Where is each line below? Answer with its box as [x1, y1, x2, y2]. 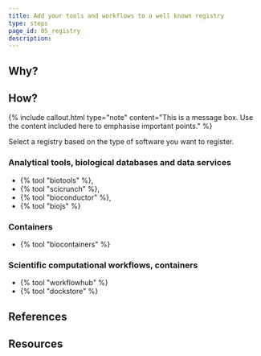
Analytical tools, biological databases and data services [8, 157, 231, 168]
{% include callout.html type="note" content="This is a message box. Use [8, 113, 254, 122]
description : [8, 34, 52, 43]
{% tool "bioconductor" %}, [19, 192, 112, 202]
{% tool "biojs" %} [19, 201, 81, 210]
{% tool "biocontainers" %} [19, 239, 111, 250]
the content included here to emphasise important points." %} [8, 122, 213, 131]
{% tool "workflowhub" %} [19, 278, 108, 288]
